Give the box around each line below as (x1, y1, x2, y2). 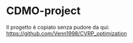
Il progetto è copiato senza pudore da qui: (6, 24, 110, 31)
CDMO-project (6, 4, 81, 18)
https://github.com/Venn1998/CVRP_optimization (6, 29, 127, 37)
